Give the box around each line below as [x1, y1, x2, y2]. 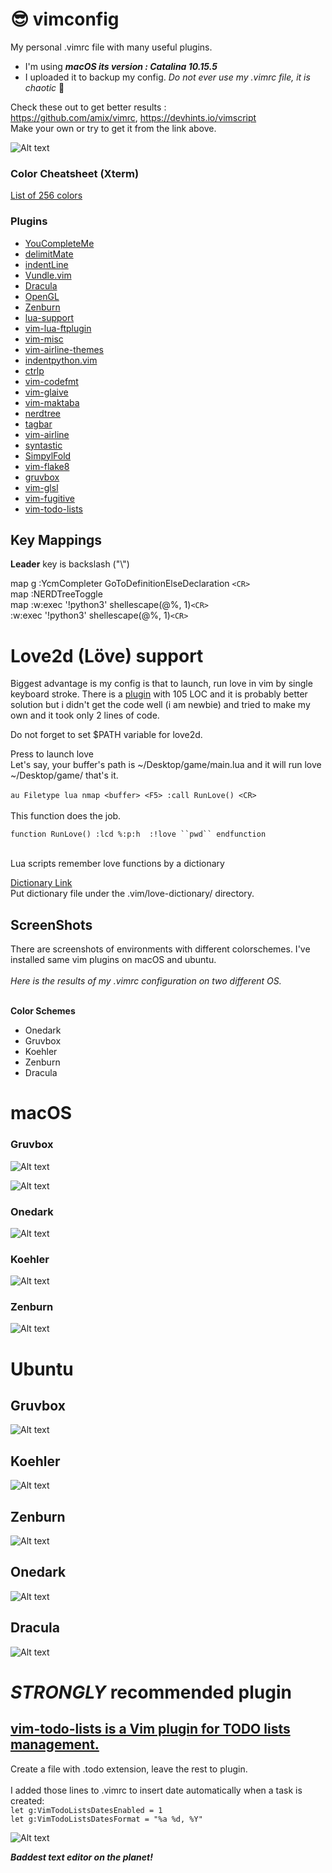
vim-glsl [24, 481, 59, 493]
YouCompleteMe [24, 237, 95, 249]
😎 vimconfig [10, 8, 120, 31]
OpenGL [24, 290, 60, 302]
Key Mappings [10, 531, 103, 548]
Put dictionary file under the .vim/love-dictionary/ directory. [10, 888, 255, 900]
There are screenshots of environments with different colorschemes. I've [10, 943, 311, 955]
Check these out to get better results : [10, 101, 167, 113]
